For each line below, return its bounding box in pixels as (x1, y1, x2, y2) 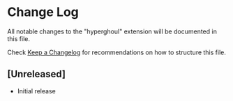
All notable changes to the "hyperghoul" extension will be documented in (7, 27, 218, 36)
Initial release (17, 86, 56, 95)
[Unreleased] (7, 68, 66, 80)
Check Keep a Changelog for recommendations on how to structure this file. (7, 48, 227, 56)
